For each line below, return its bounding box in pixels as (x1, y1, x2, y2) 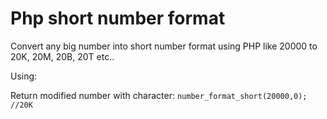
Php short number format (10, 7, 226, 30)
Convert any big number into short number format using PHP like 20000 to (10, 40, 318, 52)
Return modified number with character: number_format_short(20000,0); (10, 89, 308, 101)
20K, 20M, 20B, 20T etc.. (10, 50, 115, 62)
